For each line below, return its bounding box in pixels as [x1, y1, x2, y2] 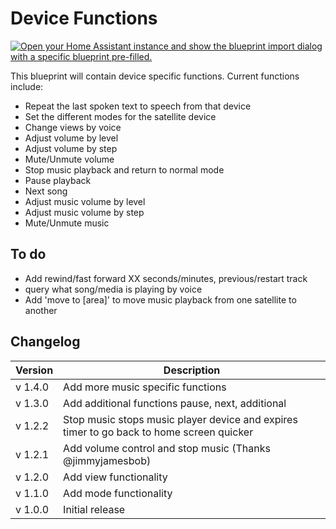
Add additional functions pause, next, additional [63, 396, 287, 410]
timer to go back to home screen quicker [63, 425, 254, 439]
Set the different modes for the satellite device [24, 110, 217, 122]
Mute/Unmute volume [24, 153, 115, 165]
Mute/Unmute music [24, 217, 110, 229]
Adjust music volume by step [24, 206, 145, 218]
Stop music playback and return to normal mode [24, 163, 225, 176]
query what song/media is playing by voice [24, 283, 203, 295]
